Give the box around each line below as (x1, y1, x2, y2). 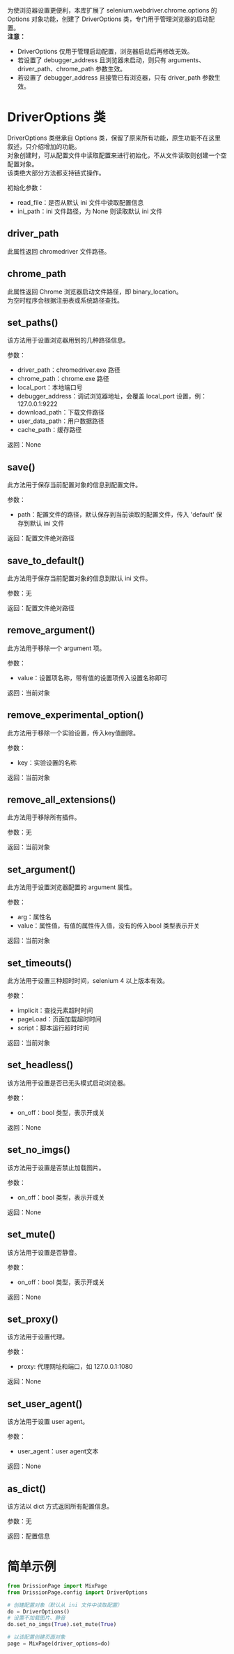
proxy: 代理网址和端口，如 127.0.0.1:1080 (17, 1362, 134, 1371)
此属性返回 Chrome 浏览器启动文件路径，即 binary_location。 (7, 287, 182, 296)
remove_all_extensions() (7, 794, 116, 806)
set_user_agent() (7, 1397, 83, 1410)
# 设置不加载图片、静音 (7, 1614, 66, 1622)
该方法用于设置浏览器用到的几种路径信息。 (7, 336, 130, 345)
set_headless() (7, 1059, 74, 1071)
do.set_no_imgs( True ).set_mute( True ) (7, 1621, 117, 1628)
